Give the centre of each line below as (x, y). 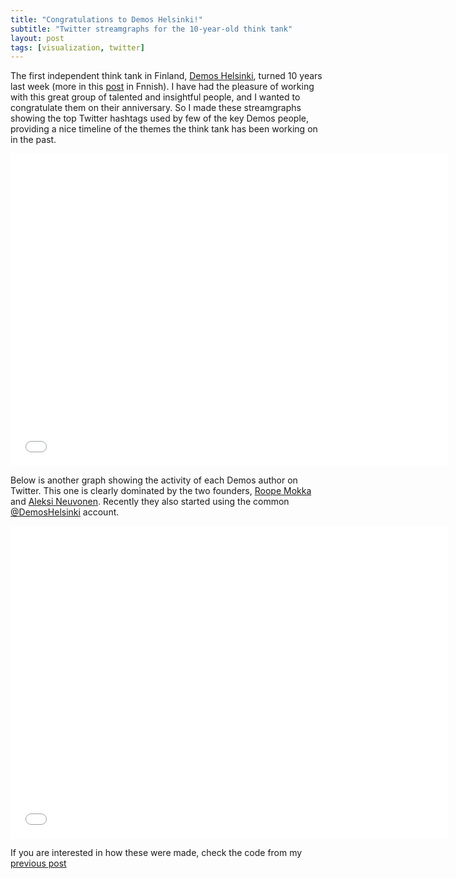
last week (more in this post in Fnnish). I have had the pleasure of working (162, 87)
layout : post (37, 38)
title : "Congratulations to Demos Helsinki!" (106, 19)
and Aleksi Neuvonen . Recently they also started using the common (150, 502)
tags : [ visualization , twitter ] (77, 47)
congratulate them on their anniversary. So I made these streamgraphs (156, 108)
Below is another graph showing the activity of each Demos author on (154, 480)
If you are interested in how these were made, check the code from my (156, 853)
